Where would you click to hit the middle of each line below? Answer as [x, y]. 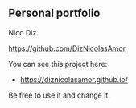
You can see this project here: [58, 64]
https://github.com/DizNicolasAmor [67, 48]
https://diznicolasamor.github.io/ [74, 79]
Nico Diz [23, 32]
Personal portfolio [54, 13]
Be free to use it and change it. [59, 95]
